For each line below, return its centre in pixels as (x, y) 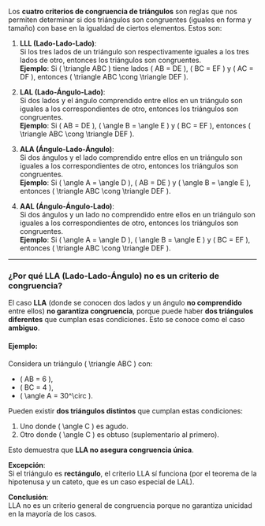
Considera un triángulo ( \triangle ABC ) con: (80, 363)
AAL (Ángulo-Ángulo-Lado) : (67, 206)
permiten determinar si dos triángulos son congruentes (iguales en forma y (130, 20)
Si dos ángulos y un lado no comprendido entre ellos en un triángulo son (137, 215)
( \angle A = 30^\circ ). (56, 395)
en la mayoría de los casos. (52, 513)
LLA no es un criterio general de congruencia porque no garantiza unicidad (130, 505)
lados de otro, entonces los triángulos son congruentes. (110, 60)
